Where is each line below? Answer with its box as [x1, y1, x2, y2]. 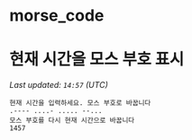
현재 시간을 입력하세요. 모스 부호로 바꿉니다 [9, 99, 151, 108]
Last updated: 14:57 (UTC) [9, 80, 108, 91]
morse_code [9, 5, 105, 26]
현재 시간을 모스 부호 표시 [9, 49, 185, 70]
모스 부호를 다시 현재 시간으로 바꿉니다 [9, 116, 135, 126]
